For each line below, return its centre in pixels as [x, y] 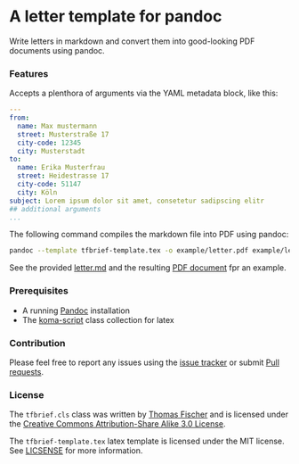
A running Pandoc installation [76, 311]
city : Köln [37, 192]
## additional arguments [55, 209]
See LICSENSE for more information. [76, 451]
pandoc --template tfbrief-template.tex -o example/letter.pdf [129, 251]
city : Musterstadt [52, 151]
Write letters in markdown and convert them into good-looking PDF [132, 41]
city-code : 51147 [49, 185]
